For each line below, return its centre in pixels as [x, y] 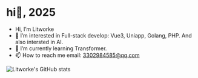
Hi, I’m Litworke [35, 29]
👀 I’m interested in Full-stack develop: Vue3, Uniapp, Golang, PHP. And [103, 35]
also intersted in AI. [39, 42]
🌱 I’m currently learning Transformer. [61, 48]
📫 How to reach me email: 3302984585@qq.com [78, 55]
